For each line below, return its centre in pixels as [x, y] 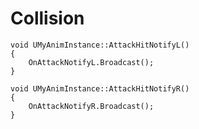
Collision [47, 18]
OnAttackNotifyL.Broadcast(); [91, 62]
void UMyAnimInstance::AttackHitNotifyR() [100, 88]
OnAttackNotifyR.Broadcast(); [91, 106]
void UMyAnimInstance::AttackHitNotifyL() [100, 45]
